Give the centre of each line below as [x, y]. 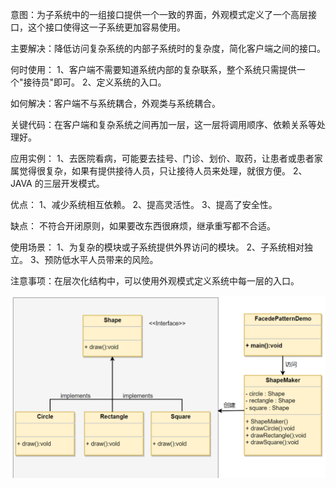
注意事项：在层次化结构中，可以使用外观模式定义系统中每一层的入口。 [155, 281]
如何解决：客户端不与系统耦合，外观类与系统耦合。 [115, 103]
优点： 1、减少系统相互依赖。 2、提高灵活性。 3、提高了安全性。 [144, 204]
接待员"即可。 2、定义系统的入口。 [95, 82]
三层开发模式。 [74, 183]
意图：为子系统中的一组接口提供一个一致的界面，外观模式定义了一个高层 [159, 14]
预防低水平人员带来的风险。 [101, 259]
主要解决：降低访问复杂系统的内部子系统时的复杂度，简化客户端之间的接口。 [168, 48]
